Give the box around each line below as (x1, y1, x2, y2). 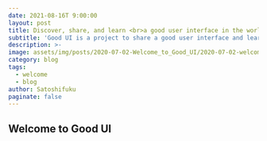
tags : (8, 63, 26, 71)
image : (8, 48, 30, 56)
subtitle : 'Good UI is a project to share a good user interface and (8, 33, 244, 42)
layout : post (8, 19, 52, 27)
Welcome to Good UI (8, 122, 112, 135)
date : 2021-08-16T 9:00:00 (8, 11, 98, 20)
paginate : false (8, 93, 62, 101)
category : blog (8, 56, 59, 64)
